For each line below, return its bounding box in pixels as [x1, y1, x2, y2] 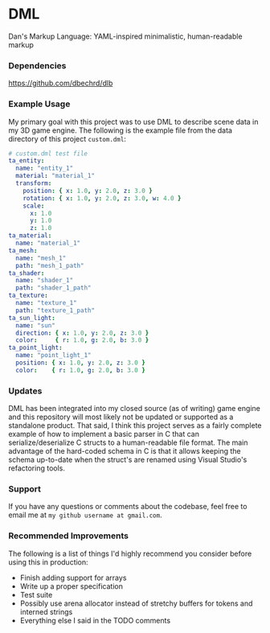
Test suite [19, 590, 53, 599]
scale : [22, 202, 45, 210]
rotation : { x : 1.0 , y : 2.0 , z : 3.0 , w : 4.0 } [22, 194, 182, 202]
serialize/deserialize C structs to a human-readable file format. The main [8, 438, 248, 447]
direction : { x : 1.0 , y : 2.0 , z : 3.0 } [15, 329, 149, 337]
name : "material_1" [15, 239, 81, 248]
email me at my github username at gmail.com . [8, 510, 162, 520]
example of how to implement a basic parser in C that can [8, 430, 199, 439]
